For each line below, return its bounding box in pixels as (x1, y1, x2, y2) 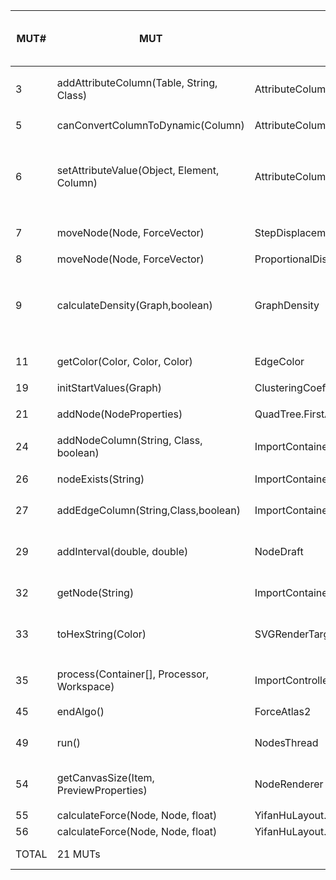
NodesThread (254, 736, 319, 749)
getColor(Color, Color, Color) (56, 355, 193, 368)
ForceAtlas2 (254, 705, 312, 718)
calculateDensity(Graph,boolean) (56, 299, 213, 312)
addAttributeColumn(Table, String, (56, 76, 218, 89)
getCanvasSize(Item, (56, 771, 155, 784)
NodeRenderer (254, 777, 324, 791)
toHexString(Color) (56, 627, 147, 641)
